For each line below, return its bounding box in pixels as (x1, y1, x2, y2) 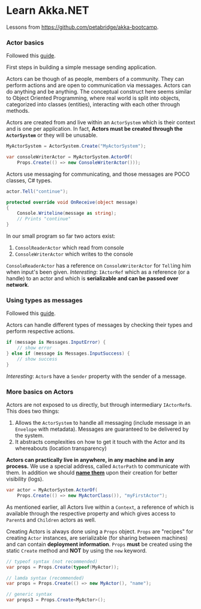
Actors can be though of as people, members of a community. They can (6, 76, 184, 83)
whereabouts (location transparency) (14, 445, 107, 452)
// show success (17, 356, 58, 362)
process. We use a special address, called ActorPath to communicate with (6, 463, 190, 470)
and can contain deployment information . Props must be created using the (6, 541, 193, 548)
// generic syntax (6, 592, 52, 598)
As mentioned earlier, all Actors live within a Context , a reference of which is (6, 503, 194, 511)
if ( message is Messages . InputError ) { (6, 340, 106, 346)
